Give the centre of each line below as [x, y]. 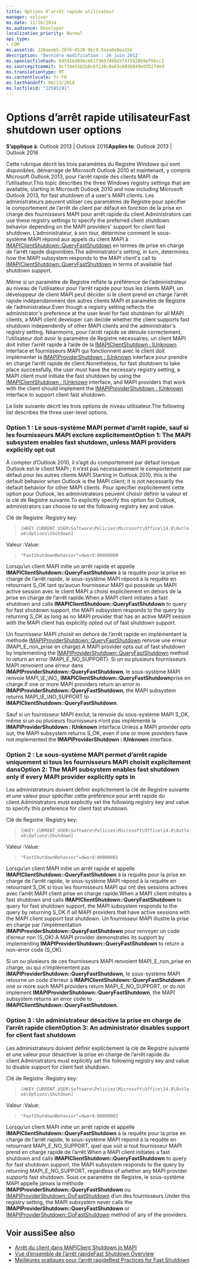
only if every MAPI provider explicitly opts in [71, 777]
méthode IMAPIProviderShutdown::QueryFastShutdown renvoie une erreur [96, 641]
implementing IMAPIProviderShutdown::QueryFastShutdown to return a [95, 944]
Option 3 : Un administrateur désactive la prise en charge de [94, 1020]
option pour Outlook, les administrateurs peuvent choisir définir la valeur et [97, 494]
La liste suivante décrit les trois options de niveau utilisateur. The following [96, 406]
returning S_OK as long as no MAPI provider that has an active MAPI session [98, 617]
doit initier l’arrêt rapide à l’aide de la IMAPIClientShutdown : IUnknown [91, 344]
